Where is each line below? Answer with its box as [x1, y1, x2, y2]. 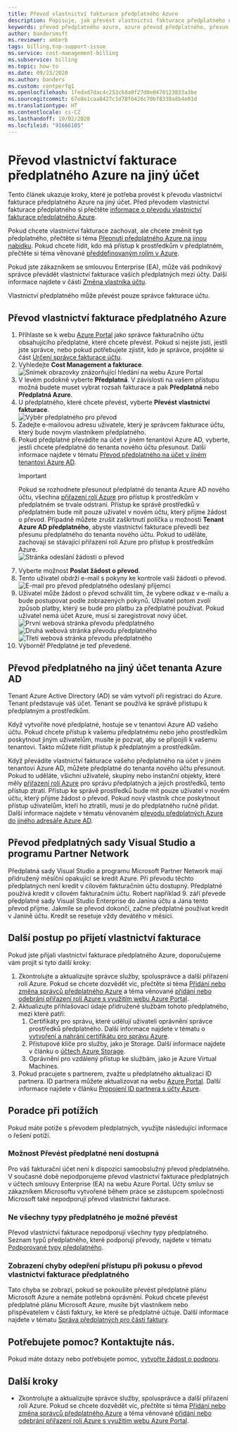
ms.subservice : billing [8, 56, 78, 63]
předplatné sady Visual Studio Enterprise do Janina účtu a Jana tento [8, 897, 209, 905]
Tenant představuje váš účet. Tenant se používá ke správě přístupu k [8, 699, 208, 708]
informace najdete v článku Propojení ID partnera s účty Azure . [18, 1084, 201, 1093]
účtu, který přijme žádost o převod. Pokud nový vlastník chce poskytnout [8, 794, 220, 803]
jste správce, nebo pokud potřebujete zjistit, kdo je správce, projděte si [18, 346, 224, 354]
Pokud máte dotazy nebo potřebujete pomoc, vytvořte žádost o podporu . [8, 1355, 220, 1364]
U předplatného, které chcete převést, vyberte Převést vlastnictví [18, 398, 210, 406]
